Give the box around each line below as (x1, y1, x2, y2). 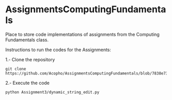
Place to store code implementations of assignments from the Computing (5, 31, 160, 37)
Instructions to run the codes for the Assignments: (5, 46, 112, 53)
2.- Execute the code (5, 80, 50, 86)
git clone (5, 66, 27, 71)
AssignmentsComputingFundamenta (5, 4, 166, 15)
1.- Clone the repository (5, 56, 55, 62)
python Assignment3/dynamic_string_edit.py (5, 89, 100, 95)
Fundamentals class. (5, 37, 49, 43)
